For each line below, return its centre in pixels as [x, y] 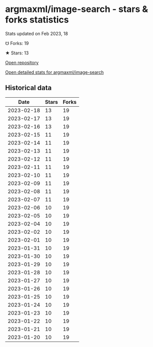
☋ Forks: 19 [17, 43]
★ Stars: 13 [17, 53]
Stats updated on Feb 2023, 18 [37, 33]
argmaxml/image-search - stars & [77, 9]
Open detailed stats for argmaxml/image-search [54, 72]
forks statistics [37, 20]
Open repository [22, 62]
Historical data [28, 88]
